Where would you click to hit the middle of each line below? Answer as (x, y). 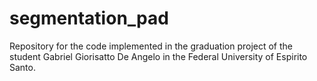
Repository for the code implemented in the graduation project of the (151, 46)
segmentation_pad (89, 18)
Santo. (22, 67)
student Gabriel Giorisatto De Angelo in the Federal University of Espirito (158, 56)
